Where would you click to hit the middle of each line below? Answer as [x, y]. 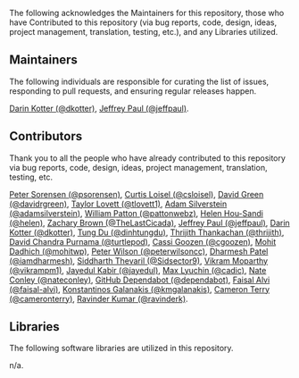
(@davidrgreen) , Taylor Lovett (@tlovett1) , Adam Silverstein [118, 204]
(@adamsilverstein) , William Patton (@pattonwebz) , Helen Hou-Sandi [136, 213]
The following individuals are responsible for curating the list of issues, [139, 81]
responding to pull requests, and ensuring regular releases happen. [133, 91]
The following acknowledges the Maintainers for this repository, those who [147, 13]
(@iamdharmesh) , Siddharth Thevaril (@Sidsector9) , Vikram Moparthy [139, 260]
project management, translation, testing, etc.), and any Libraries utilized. [144, 32]
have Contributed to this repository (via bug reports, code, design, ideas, [143, 22]
